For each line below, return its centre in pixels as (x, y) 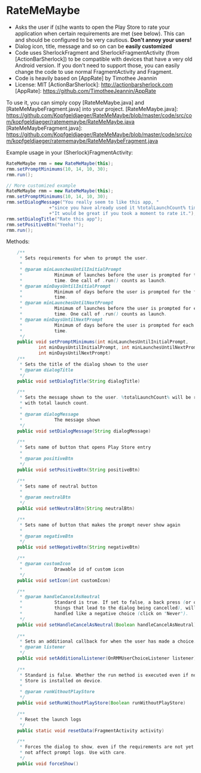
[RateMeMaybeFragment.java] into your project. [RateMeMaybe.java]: (92, 109)
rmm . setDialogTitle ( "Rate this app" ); (54, 219)
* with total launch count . (54, 403)
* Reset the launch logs (51, 719)
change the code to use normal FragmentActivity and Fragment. (94, 71)
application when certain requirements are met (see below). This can (100, 33)
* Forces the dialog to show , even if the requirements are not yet (107, 747)
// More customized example (41, 186)
